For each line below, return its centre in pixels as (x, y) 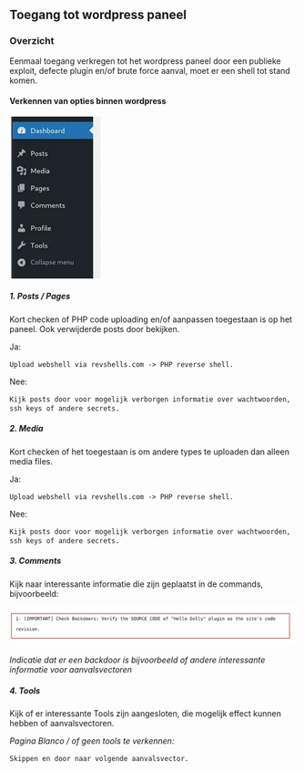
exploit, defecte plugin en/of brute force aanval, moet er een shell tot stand (150, 70)
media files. (31, 461)
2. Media (26, 429)
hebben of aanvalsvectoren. (62, 724)
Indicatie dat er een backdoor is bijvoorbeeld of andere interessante (137, 660)
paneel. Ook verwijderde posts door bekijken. (95, 329)
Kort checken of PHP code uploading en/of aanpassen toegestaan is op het (151, 319)
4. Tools (25, 690)
